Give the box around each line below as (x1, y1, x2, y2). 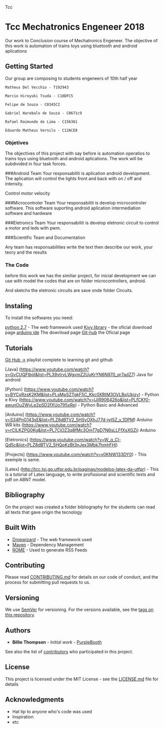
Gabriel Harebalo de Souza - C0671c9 (5, 111, 82, 116)
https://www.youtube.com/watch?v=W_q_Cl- (31, 437, 121, 442)
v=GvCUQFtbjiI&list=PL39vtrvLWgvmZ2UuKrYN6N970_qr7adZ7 (5, 371, 134, 378)
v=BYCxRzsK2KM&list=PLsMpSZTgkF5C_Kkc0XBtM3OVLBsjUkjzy (5, 391, 139, 397)
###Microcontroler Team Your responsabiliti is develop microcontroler (5, 200, 147, 206)
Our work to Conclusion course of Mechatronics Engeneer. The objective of (5, 37, 158, 43)
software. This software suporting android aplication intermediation (5, 205, 141, 211)
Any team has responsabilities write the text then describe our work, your (5, 244, 153, 250)
